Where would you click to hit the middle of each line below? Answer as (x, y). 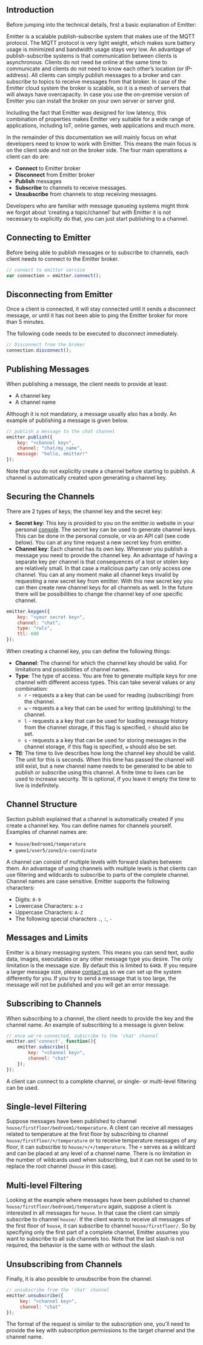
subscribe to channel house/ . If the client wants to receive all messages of (98, 1219)
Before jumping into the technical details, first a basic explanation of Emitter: (101, 24)
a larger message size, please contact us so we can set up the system (94, 971)
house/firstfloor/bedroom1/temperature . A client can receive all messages (100, 1128)
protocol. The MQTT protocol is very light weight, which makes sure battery (101, 42)
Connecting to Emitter (49, 238)
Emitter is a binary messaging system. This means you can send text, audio (100, 952)
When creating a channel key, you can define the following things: (89, 651)
